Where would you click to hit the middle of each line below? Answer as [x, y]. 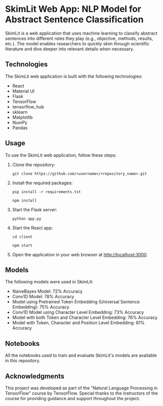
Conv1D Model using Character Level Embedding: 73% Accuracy [78, 312]
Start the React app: [33, 228]
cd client [22, 237]
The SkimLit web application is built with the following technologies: [74, 76]
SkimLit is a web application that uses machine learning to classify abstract [81, 33]
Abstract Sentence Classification [74, 19]
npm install [24, 201]
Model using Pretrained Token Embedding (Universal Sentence [76, 302]
